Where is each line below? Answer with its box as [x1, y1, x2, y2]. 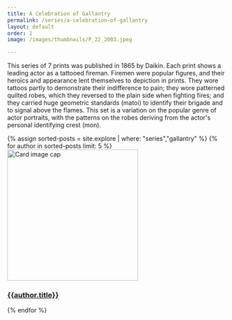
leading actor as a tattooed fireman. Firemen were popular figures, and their [7, 69, 225, 78]
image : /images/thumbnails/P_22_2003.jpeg [7, 36, 132, 43]
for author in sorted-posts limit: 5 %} [7, 142, 113, 150]
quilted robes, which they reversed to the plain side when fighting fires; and [7, 92, 224, 100]
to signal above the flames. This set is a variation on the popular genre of [7, 106, 217, 115]
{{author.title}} [7, 291, 59, 300]
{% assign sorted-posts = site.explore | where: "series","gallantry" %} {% [7, 134, 218, 143]
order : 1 [7, 29, 33, 37]
